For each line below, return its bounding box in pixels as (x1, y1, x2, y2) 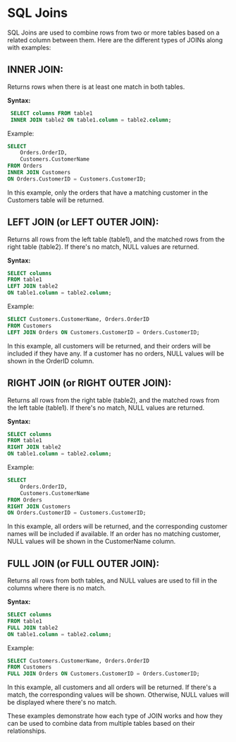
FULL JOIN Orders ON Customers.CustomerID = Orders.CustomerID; (7, 670, 200, 678)
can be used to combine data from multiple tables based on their (7, 719, 195, 728)
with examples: (7, 43, 51, 51)
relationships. (7, 726, 47, 735)
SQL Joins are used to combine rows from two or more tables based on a (7, 28, 220, 37)
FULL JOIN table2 (7, 624, 58, 631)
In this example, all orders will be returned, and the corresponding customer (7, 522, 228, 530)
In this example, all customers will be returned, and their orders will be (7, 341, 211, 350)
